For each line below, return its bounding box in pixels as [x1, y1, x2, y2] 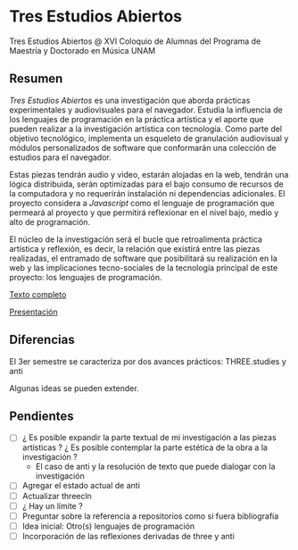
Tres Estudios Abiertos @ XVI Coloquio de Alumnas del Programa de [9, 36, 261, 46]
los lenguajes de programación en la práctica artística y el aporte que [9, 113, 265, 124]
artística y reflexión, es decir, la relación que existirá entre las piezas [9, 243, 261, 254]
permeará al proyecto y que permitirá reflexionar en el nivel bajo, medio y [9, 207, 279, 218]
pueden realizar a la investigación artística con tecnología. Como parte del [9, 123, 283, 134]
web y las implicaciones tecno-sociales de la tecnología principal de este [9, 262, 278, 273]
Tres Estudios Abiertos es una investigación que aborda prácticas [9, 95, 251, 105]
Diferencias [9, 332, 75, 347]
